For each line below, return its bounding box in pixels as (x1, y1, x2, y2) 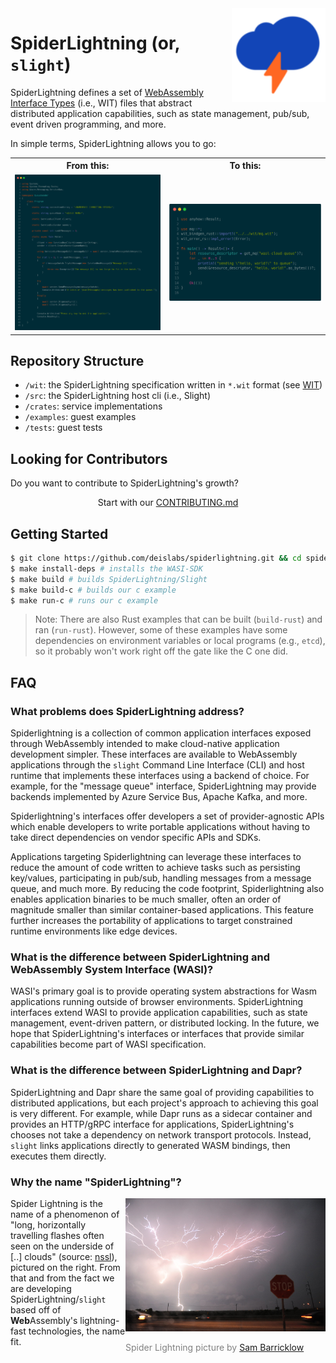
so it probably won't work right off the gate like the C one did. (34, 645, 289, 657)
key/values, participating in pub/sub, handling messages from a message (10, 872, 312, 884)
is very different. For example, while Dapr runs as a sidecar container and (10, 1107, 313, 1119)
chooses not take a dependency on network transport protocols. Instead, (10, 1128, 312, 1141)
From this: (66, 160, 110, 172)
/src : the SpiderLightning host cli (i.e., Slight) (24, 390, 212, 402)
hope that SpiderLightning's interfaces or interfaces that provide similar (10, 1028, 305, 1040)
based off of (10, 1304, 62, 1316)
